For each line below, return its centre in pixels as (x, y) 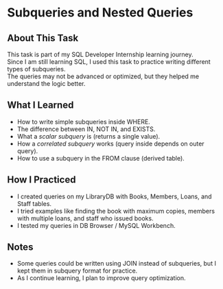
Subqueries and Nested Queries (100, 13)
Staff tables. (34, 203)
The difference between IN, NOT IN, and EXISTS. (86, 129)
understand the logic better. (46, 83)
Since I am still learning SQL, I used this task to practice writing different (109, 62)
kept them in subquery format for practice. (77, 271)
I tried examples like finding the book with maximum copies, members (116, 211)
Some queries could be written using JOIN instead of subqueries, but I (116, 264)
